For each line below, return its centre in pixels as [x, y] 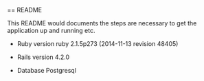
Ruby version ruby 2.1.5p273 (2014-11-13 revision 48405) [98, 44]
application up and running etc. [51, 31]
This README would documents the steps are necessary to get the [102, 23]
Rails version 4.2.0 [43, 57]
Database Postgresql [47, 70]
